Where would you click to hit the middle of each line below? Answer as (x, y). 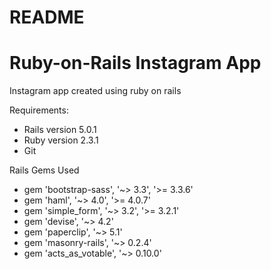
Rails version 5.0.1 (60, 130)
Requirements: (39, 110)
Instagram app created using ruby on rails (95, 91)
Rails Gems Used (44, 170)
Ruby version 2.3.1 (61, 140)
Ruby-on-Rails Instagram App (135, 63)
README (47, 17)
